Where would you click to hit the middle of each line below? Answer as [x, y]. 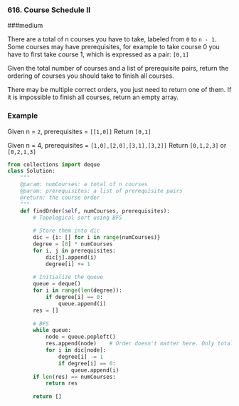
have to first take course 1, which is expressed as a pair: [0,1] [98, 54]
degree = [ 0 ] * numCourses [73, 244]
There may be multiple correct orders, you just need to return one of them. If [119, 90]
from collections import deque [54, 164]
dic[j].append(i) [71, 257]
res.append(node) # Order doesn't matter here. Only [130, 344]
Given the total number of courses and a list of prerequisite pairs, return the [118, 68]
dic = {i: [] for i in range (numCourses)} [97, 238]
